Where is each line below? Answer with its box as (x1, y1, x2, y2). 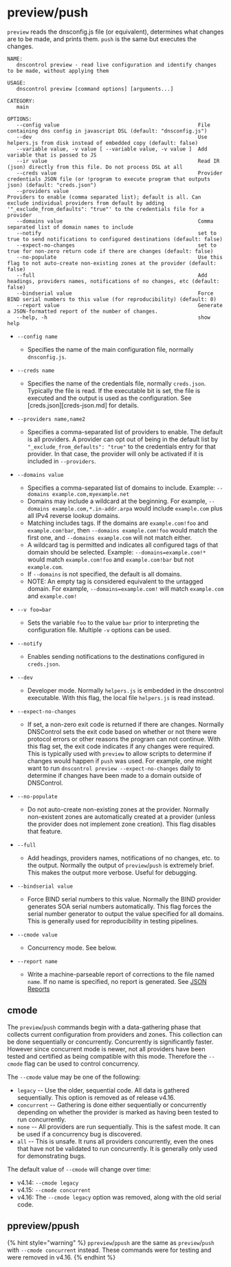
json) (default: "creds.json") (7, 181, 97, 188)
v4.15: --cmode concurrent (16, 1185, 91, 1193)
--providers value (16, 188, 69, 194)
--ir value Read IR (16, 157, 220, 164)
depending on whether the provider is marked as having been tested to (16, 1108, 219, 1116)
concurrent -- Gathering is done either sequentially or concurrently (16, 1101, 207, 1109)
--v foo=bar (16, 606, 52, 613)
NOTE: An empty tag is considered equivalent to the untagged (27, 577, 204, 585)
